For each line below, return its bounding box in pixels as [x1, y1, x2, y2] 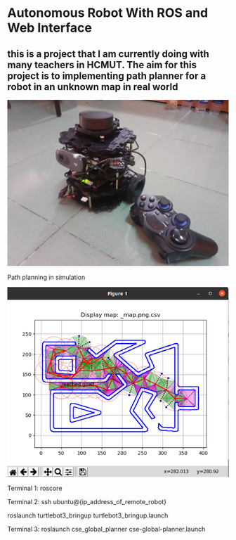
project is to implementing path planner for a [7, 70, 206, 82]
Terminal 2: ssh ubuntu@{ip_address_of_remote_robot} [7, 498, 167, 506]
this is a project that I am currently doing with [7, 48, 209, 60]
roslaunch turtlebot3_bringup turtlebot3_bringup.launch [7, 511, 169, 520]
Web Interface [7, 20, 93, 36]
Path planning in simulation [7, 273, 86, 281]
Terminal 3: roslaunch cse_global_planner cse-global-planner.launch [7, 525, 206, 534]
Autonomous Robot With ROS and [7, 5, 209, 21]
